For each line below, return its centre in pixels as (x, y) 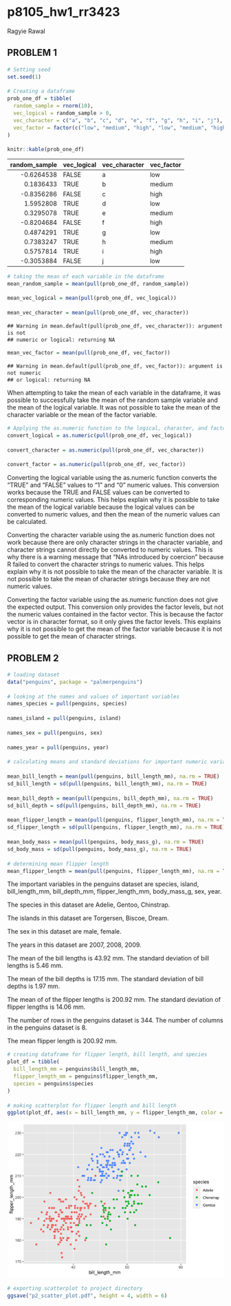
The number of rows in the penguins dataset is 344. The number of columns (115, 1021)
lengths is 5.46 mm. (35, 965)
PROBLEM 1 (32, 53)
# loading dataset (33, 674)
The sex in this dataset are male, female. (64, 932)
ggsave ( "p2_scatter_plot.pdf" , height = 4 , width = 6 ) (87, 1296)
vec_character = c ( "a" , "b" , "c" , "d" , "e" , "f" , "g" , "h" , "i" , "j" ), (118, 120)
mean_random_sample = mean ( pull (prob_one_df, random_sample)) (98, 283)
